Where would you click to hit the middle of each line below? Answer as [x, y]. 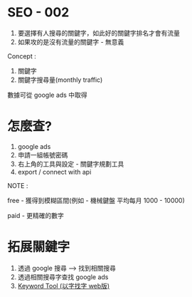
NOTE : [18, 185]
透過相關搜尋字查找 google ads [63, 277]
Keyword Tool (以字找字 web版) [64, 286]
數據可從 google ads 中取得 [47, 95]
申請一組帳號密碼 [43, 155]
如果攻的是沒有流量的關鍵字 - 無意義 [71, 42]
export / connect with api [54, 172]
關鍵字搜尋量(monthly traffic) [60, 80]
